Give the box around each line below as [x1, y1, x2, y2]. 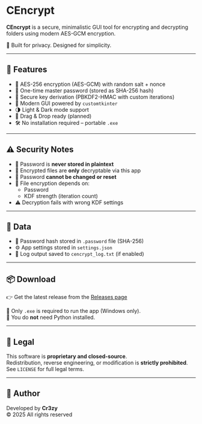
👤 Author [6, 389, 40, 399]
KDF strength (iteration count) [23, 192, 98, 199]
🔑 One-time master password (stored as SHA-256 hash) [14, 86, 154, 94]
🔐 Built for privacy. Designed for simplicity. [6, 41, 112, 49]
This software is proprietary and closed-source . [6, 353, 127, 360]
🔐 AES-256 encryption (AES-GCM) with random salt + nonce [14, 80, 166, 88]
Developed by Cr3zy [6, 404, 58, 411]
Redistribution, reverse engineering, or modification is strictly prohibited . [6, 359, 188, 366]
